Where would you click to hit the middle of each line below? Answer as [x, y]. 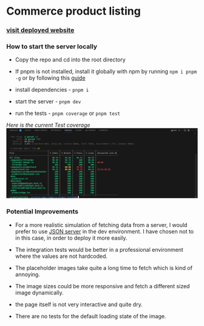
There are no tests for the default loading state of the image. [90, 316]
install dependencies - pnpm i [52, 90]
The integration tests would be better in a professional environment [99, 249]
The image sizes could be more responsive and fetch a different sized [102, 286]
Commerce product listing [73, 11]
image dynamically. [39, 293]
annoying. [28, 274]
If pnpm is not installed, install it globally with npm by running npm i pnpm [106, 72]
